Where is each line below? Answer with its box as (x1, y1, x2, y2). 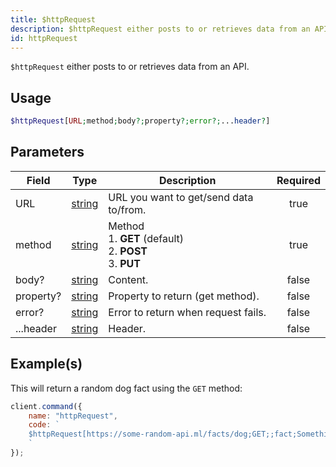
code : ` (28, 420, 60, 430)
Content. (108, 272, 149, 286)
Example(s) (10, 356, 83, 373)
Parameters (10, 144, 85, 161)
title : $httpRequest (10, 14, 97, 25)
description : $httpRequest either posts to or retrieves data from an (10, 24, 311, 34)
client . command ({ (10, 401, 83, 411)
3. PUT (108, 256, 141, 270)
